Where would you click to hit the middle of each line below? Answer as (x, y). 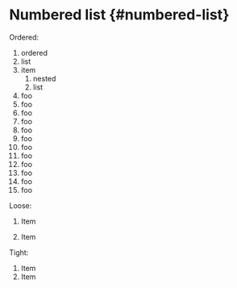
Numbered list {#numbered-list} (119, 15)
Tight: (19, 253)
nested (44, 78)
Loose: (21, 205)
